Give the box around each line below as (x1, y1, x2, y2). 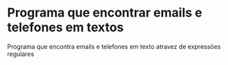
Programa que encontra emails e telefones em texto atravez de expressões (7, 42, 221, 50)
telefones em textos (7, 19, 124, 35)
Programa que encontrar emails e (7, 5, 202, 21)
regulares (7, 50, 35, 58)
